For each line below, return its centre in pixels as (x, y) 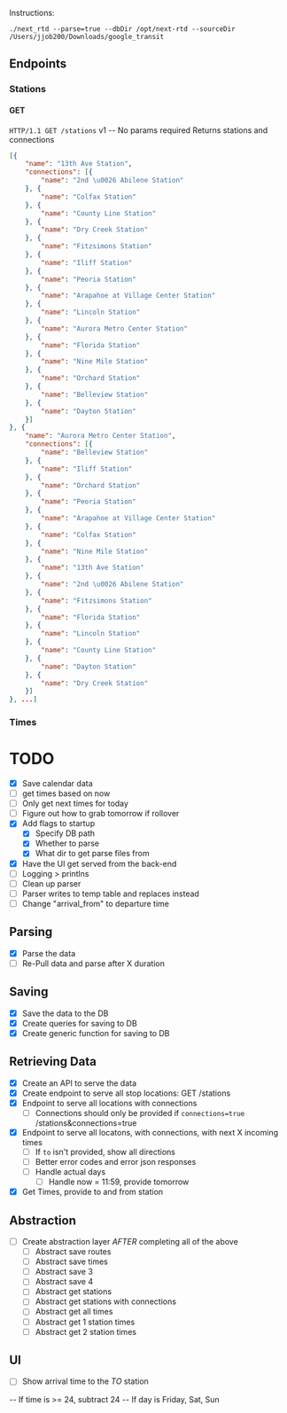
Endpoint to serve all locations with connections (109, 1103)
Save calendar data (57, 783)
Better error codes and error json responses (116, 1161)
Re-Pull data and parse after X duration (93, 963)
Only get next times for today (75, 804)
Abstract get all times (74, 1312)
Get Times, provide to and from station (93, 1192)
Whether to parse (67, 843)
